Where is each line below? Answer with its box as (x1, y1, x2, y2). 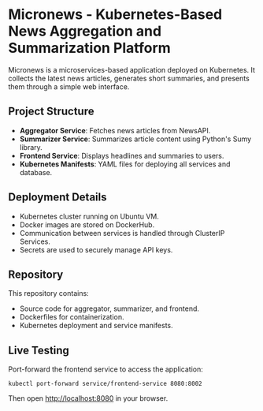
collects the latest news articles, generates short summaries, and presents (8, 73, 250, 83)
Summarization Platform (8, 39, 171, 57)
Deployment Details (8, 191, 107, 204)
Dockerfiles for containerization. (19, 312, 124, 322)
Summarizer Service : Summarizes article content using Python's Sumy (19, 134, 252, 144)
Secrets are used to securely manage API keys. (19, 245, 173, 254)
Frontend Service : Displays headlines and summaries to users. (19, 151, 224, 160)
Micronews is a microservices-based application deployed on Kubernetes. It (8, 65, 256, 74)
